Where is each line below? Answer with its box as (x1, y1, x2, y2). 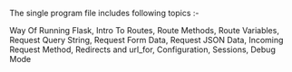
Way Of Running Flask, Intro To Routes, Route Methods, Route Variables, (9, 25, 279, 35)
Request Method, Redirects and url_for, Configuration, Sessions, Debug (9, 44, 277, 55)
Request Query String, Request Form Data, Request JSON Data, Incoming (9, 35, 284, 45)
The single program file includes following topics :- (9, 8, 200, 18)
